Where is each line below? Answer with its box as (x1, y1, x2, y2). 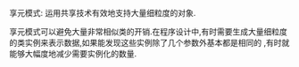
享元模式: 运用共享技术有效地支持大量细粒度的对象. (9, 8, 196, 18)
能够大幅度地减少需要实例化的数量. (9, 48, 137, 59)
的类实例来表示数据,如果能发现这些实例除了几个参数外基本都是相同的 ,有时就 (9, 38, 290, 48)
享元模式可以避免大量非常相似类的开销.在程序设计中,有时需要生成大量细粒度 (9, 26, 288, 37)
